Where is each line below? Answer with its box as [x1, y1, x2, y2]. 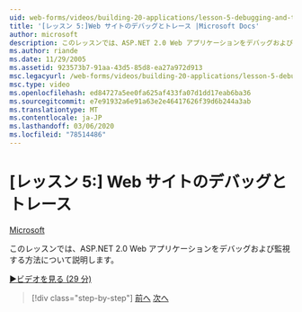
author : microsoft [9, 30, 78, 39]
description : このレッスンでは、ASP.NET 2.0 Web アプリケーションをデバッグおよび [9, 38, 294, 48]
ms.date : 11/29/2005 [9, 55, 87, 64]
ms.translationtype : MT [9, 105, 99, 114]
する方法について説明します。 [9, 254, 120, 265]
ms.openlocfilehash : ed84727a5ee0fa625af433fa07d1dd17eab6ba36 [9, 88, 252, 97]
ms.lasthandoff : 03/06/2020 [9, 122, 115, 131]
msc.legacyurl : [9, 72, 67, 81]
